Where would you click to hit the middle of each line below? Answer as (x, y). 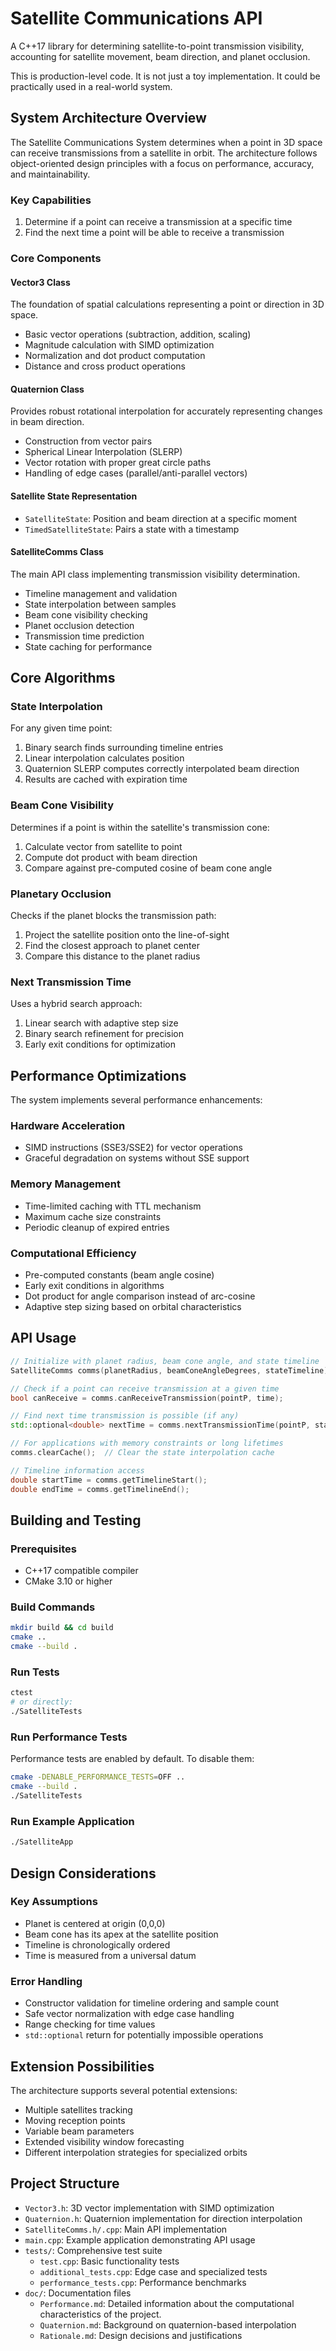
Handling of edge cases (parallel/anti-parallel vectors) (136, 473)
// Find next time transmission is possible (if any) (125, 1416)
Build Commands (53, 1607)
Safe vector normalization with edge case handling (129, 2014)
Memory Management (65, 1184)
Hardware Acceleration (68, 1126)
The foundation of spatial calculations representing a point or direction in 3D (167, 304)
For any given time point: (61, 728)
